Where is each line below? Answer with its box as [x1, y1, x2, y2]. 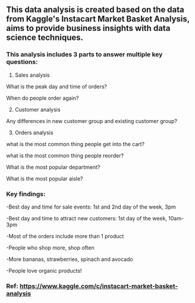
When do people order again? [6, 94, 79, 102]
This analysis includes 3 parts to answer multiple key [6, 50, 163, 59]
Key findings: [6, 190, 46, 198]
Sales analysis [14, 71, 51, 78]
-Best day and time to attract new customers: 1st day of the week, [6, 214, 168, 222]
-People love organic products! [6, 267, 82, 274]
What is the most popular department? [6, 163, 100, 171]
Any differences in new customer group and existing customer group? [6, 117, 177, 124]
